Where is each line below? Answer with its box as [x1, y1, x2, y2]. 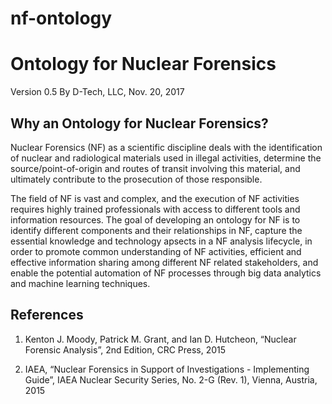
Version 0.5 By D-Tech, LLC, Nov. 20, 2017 [10, 86, 185, 98]
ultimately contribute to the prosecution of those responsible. [10, 173, 263, 185]
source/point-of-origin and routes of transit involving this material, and [10, 162, 301, 174]
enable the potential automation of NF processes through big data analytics [10, 267, 322, 279]
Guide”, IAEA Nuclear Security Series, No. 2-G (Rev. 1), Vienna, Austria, [24, 373, 318, 386]
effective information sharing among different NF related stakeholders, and [10, 256, 319, 268]
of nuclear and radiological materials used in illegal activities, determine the [10, 152, 322, 164]
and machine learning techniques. [10, 277, 151, 289]
